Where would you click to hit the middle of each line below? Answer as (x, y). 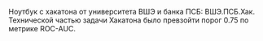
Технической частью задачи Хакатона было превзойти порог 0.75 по (129, 20)
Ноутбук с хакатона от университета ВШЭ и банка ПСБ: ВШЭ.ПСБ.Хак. (131, 12)
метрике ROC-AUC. (42, 29)
